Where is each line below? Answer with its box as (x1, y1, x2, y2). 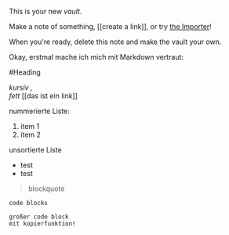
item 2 (20, 130, 42, 139)
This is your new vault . (9, 7, 82, 16)
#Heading (9, 68, 42, 77)
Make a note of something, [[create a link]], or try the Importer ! (9, 22, 213, 31)
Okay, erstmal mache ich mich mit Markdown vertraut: (9, 53, 184, 61)
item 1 (20, 122, 40, 130)
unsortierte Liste (9, 145, 62, 154)
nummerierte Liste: (9, 106, 70, 116)
